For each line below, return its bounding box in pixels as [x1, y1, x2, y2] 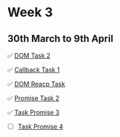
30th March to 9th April [7, 33, 114, 45]
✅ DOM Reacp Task [7, 80, 65, 88]
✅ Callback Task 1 [7, 65, 60, 74]
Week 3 [7, 4, 53, 21]
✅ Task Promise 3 [7, 108, 60, 116]
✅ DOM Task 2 [7, 51, 51, 60]
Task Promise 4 [17, 122, 64, 131]
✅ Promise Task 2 [7, 94, 60, 102]
